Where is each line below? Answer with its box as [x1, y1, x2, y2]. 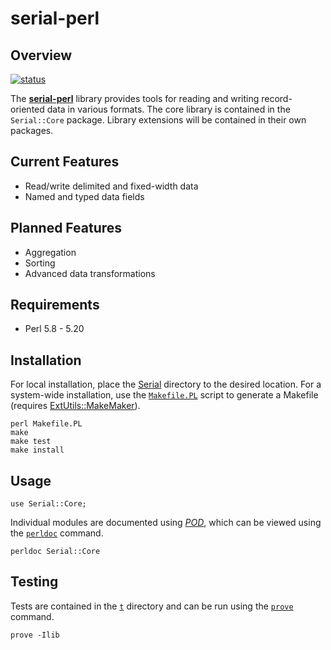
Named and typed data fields [24, 190, 145, 202]
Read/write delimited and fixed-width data [24, 180, 199, 192]
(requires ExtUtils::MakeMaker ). [10, 400, 141, 412]
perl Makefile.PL [10, 419, 83, 429]
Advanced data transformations [24, 267, 156, 279]
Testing [10, 573, 59, 591]
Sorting [24, 257, 56, 269]
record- [261, 93, 293, 104]
